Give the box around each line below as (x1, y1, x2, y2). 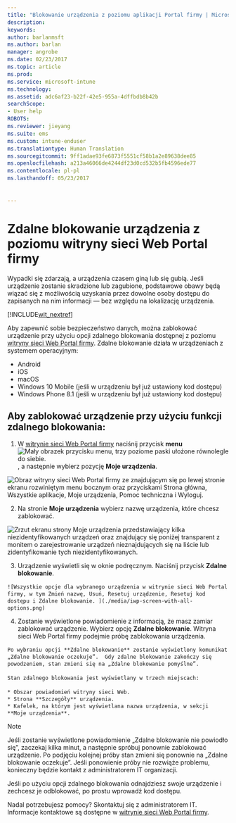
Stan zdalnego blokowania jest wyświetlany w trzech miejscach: (7, 674, 199, 682)
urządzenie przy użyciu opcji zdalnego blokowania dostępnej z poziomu (7, 331, 216, 339)
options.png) (7, 605, 46, 612)
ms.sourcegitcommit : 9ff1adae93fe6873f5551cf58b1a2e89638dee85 (7, 152, 197, 160)
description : (7, 18, 46, 26)
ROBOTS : (7, 115, 30, 122)
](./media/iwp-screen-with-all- (98, 598, 193, 605)
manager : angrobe (7, 49, 58, 56)
